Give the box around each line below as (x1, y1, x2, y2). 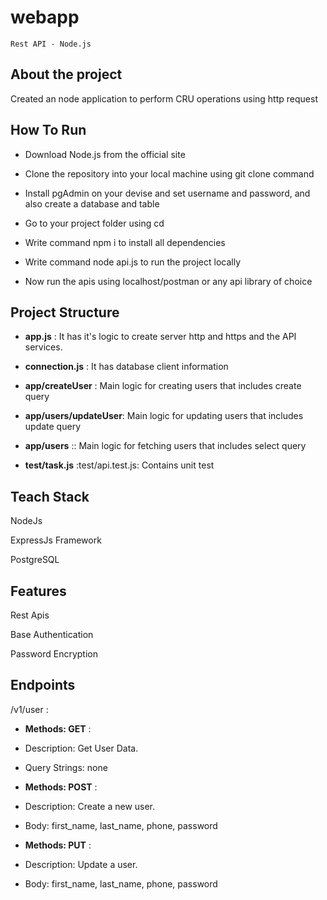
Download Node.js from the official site (24, 148, 186, 160)
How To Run (10, 122, 87, 139)
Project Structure (10, 304, 120, 321)
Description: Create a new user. (24, 800, 156, 812)
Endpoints (10, 677, 76, 694)
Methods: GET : (24, 722, 92, 735)
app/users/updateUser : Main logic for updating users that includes (24, 410, 304, 422)
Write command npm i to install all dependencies (24, 236, 226, 248)
